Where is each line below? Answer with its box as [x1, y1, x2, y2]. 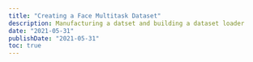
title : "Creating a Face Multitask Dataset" [8, 11, 161, 20]
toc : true [8, 42, 42, 50]
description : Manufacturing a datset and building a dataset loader [8, 19, 245, 27]
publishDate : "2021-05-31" [8, 34, 100, 43]
